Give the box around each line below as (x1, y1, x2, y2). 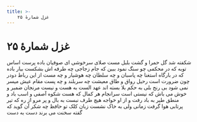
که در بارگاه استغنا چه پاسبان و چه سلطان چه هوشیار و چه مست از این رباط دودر (6, 71, 184, 78)
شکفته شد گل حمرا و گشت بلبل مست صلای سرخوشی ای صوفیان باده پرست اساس (6, 59, 192, 66)
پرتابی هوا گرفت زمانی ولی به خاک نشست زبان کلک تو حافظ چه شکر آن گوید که (6, 103, 183, 110)
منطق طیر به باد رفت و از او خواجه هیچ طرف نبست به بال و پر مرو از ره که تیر (6, 97, 179, 104)
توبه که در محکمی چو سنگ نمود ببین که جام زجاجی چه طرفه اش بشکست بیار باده (6, 65, 186, 72)
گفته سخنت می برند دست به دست (6, 109, 83, 116)
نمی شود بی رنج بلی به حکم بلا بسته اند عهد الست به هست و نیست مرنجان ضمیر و (6, 84, 188, 91)
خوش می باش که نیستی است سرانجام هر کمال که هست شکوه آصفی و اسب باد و (6, 90, 187, 97)
